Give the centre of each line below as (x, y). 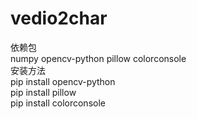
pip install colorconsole (58, 103)
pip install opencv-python (63, 81)
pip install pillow (43, 92)
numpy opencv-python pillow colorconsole (98, 58)
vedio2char (59, 18)
